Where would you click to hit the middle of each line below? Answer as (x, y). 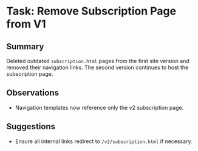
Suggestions (31, 126)
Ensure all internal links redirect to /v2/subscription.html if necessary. (104, 141)
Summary (25, 46)
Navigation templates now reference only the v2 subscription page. (99, 107)
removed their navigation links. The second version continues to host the (97, 67)
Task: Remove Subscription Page (91, 11)
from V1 (26, 24)
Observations (33, 93)
